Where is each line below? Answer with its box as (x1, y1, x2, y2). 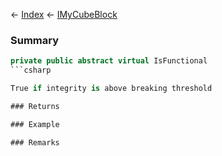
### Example (10, 119, 60, 129)
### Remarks (10, 137, 60, 148)
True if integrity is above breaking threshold (10, 84, 213, 94)
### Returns (10, 101, 60, 111)
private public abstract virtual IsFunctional (10, 56, 208, 66)
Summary (10, 33, 60, 47)
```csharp (10, 65, 52, 76)
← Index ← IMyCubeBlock (10, 9, 118, 20)
